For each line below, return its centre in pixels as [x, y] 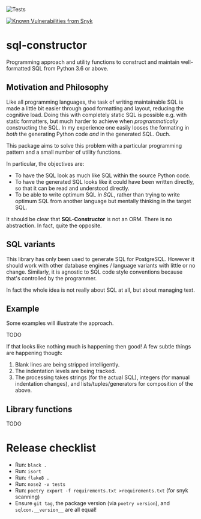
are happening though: [34, 353]
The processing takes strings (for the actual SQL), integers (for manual [102, 377]
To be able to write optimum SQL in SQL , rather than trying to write [97, 194]
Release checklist [51, 448]
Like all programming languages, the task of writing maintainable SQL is [95, 102]
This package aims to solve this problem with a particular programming [94, 145]
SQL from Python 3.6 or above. [70, 68]
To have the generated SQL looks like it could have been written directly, [104, 181]
